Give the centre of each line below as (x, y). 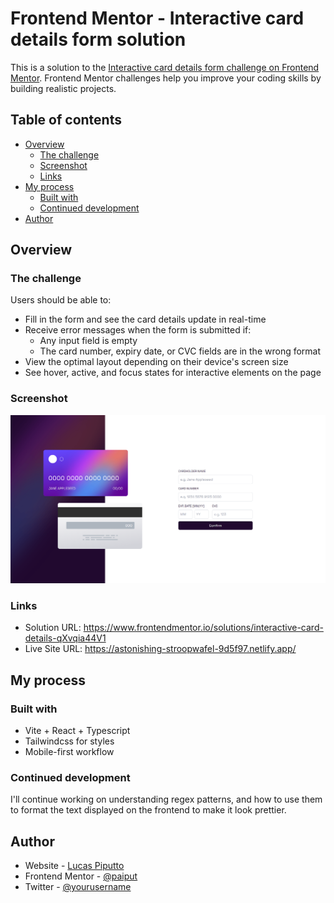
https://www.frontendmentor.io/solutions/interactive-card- (203, 628)
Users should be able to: (61, 300)
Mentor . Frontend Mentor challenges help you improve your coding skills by (166, 78)
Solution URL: (53, 628)
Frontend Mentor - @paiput (81, 876)
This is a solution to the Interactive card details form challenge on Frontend (165, 67)
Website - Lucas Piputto (74, 866)
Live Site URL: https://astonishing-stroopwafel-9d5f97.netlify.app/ (160, 649)
